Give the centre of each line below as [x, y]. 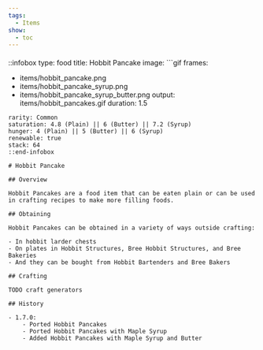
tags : [17, 15]
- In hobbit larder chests [52, 241]
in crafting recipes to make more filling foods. [91, 200]
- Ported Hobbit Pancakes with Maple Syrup [95, 331]
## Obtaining [30, 214]
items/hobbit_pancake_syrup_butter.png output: [97, 95]
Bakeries [22, 255]
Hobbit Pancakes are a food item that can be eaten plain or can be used [132, 193]
